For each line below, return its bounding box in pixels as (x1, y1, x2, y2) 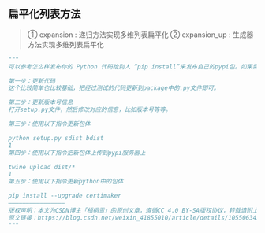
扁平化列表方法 (8, 7, 81, 21)
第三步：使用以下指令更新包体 (8, 120, 91, 128)
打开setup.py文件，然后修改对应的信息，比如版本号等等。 (8, 105, 172, 114)
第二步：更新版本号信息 (8, 98, 73, 106)
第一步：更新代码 (8, 77, 56, 85)
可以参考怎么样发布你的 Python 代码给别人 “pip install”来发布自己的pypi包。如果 (8, 62, 253, 71)
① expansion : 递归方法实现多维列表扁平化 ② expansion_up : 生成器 (27, 30, 254, 39)
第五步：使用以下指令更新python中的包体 (8, 178, 124, 186)
